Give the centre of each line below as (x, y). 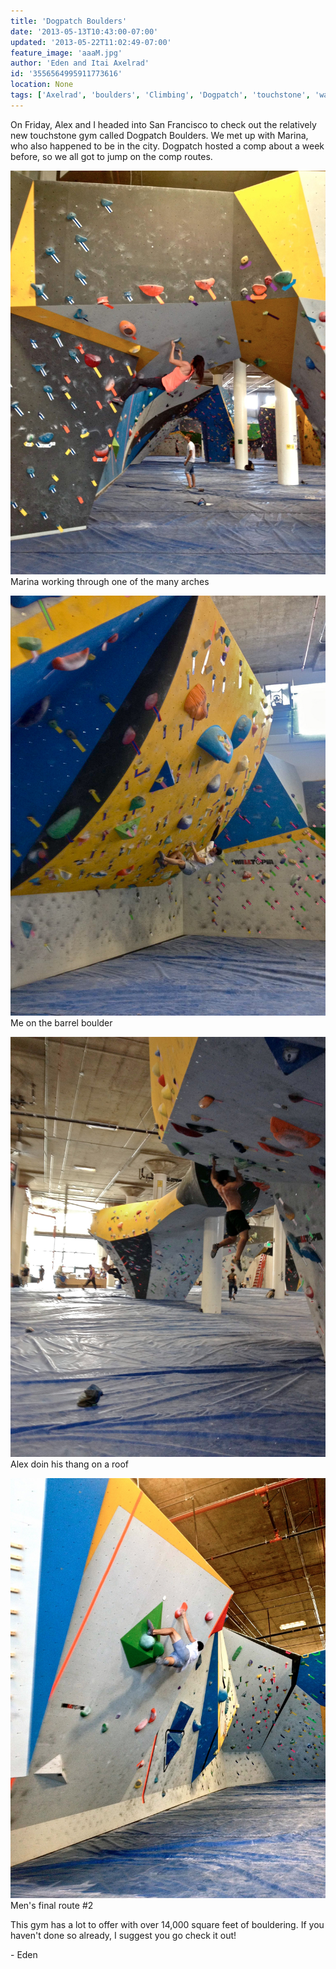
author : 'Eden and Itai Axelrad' (80, 63)
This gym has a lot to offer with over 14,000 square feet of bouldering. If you (167, 1924)
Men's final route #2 (52, 1905)
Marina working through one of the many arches (110, 581)
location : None (42, 85)
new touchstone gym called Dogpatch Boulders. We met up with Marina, (159, 135)
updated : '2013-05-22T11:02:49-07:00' (91, 42)
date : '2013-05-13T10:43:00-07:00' (84, 31)
